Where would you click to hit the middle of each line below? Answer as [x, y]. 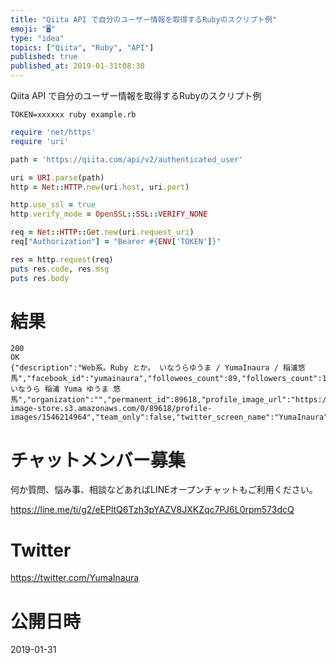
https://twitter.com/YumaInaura [75, 578]
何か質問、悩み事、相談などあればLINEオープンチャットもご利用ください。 [164, 490]
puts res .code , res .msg [60, 269]
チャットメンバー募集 [98, 460]
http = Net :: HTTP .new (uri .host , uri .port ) [100, 187]
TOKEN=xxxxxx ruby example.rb [73, 115]
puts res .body [40, 278]
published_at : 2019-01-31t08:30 [77, 66]
